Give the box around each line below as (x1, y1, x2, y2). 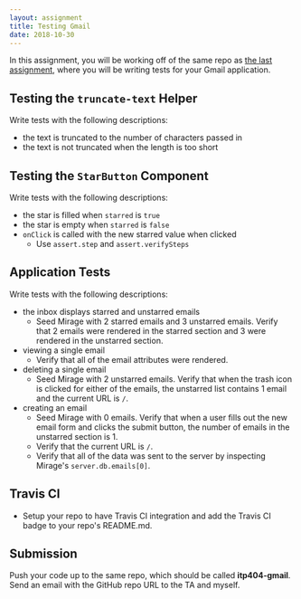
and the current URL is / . (35, 393, 129, 404)
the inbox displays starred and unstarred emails (22, 306, 201, 317)
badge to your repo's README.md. (22, 519, 153, 530)
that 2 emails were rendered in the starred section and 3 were (35, 325, 267, 336)
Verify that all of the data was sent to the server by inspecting (35, 450, 267, 461)
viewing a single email (22, 345, 106, 356)
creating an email (22, 402, 88, 413)
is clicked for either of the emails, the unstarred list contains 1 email (35, 383, 287, 394)
